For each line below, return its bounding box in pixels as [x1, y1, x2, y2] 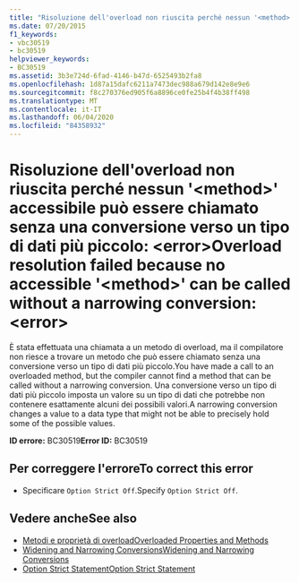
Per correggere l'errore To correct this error [9, 461, 253, 476]
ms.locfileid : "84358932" [9, 122, 106, 131]
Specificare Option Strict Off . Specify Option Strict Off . [21, 484, 239, 495]
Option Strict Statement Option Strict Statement [21, 563, 196, 574]
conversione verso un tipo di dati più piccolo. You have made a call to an [9, 360, 275, 372]
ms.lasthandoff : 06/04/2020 [9, 113, 115, 122]
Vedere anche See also [9, 511, 137, 527]
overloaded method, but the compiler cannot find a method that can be [9, 370, 271, 381]
